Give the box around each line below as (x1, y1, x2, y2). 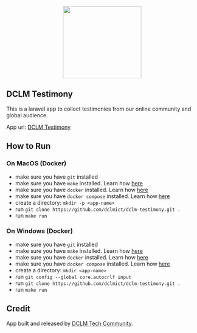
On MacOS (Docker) (6, 159, 67, 168)
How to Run (6, 141, 51, 151)
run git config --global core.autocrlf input (15, 273, 132, 280)
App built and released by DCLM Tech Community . (6, 320, 134, 327)
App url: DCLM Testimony (6, 123, 71, 131)
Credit (6, 304, 30, 314)
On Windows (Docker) (6, 227, 73, 235)
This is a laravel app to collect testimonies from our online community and (6, 105, 192, 112)
